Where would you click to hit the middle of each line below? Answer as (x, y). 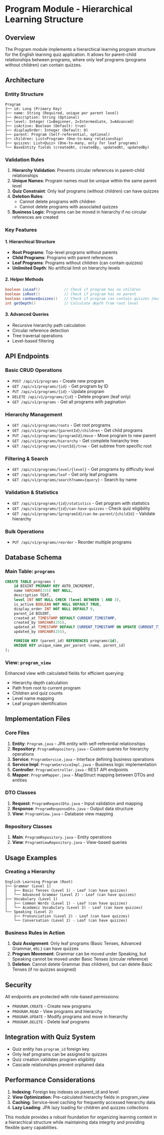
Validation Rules (25, 159)
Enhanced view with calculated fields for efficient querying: (65, 673)
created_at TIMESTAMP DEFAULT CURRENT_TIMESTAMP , (65, 618)
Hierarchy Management (34, 414)
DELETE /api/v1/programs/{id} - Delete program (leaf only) (71, 396)
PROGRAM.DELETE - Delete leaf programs (51, 1022)
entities (20, 780)
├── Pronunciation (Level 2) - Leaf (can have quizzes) (72, 916)
